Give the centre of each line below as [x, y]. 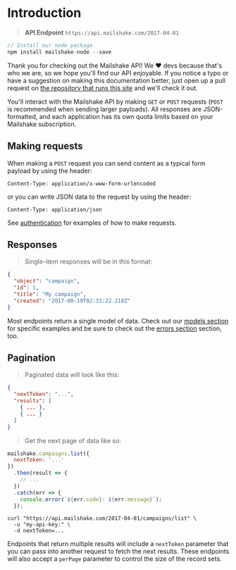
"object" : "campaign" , [47, 281]
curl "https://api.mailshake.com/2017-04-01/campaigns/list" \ [102, 519]
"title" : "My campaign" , [50, 294]
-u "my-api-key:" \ [42, 525]
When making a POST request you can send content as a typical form [106, 163]
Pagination [32, 358]
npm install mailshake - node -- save [60, 52]
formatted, [23, 116]
